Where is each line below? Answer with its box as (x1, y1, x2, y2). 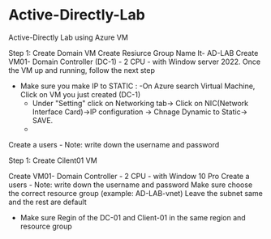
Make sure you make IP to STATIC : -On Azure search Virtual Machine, (19, 81, 256, 91)
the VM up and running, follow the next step (8, 65, 156, 75)
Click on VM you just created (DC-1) (19, 89, 141, 99)
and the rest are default (8, 197, 87, 207)
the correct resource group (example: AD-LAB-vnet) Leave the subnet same (8, 188, 264, 198)
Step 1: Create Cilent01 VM (8, 156, 97, 165)
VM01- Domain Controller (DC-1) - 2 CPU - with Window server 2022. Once (8, 57, 261, 66)
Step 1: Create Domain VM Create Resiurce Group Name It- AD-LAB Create (8, 48, 259, 58)
